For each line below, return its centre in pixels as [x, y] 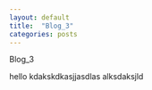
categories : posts [43, 34]
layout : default [39, 17]
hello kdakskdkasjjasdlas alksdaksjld [76, 77]
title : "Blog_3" [42, 26]
